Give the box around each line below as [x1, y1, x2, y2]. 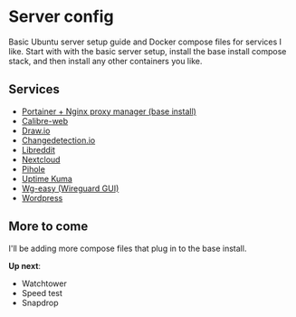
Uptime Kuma [21, 173, 73, 184]
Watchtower [21, 278, 67, 289]
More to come [8, 219, 89, 235]
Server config [8, 6, 114, 27]
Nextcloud [21, 154, 61, 165]
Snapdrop [21, 297, 60, 308]
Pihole [21, 163, 46, 174]
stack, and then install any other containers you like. [8, 55, 203, 66]
